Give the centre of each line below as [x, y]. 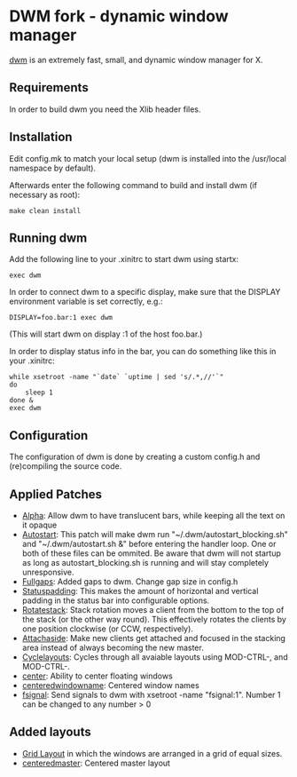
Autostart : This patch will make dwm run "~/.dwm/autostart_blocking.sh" [155, 534]
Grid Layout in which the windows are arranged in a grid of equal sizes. [152, 753]
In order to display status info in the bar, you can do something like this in [143, 352]
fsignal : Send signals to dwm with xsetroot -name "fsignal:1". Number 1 [151, 695]
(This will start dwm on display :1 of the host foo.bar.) [106, 334]
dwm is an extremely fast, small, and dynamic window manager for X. [136, 59]
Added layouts [50, 732]
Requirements [49, 87]
